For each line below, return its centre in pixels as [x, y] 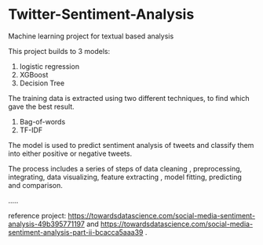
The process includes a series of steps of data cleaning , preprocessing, [125, 168]
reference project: [37, 215]
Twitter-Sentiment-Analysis [101, 14]
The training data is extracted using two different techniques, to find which [129, 98]
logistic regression [49, 66]
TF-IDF [31, 130]
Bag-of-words [42, 121]
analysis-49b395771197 [46, 224]
